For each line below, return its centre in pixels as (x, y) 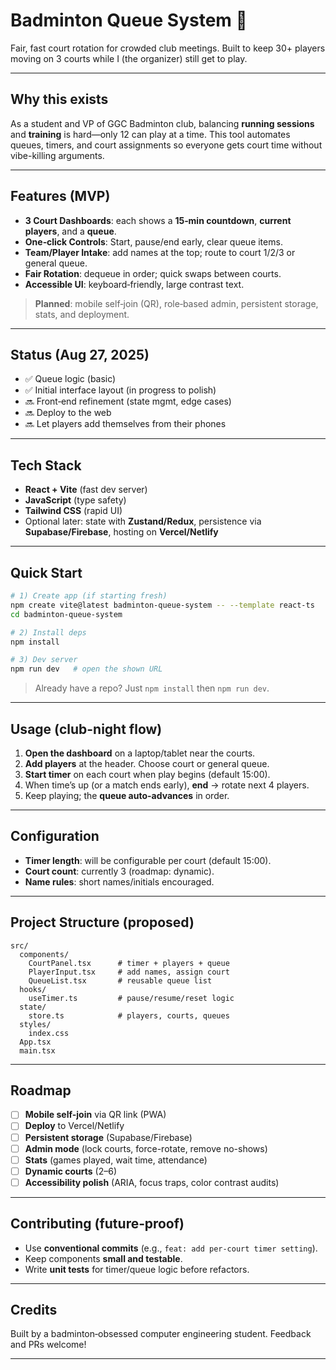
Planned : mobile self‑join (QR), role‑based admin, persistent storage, (176, 303)
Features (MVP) (60, 196)
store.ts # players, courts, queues (129, 1015)
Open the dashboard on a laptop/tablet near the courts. (140, 753)
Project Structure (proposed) (102, 922)
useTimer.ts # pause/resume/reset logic (131, 998)
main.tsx (37, 1050)
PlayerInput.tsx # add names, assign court (129, 972)
